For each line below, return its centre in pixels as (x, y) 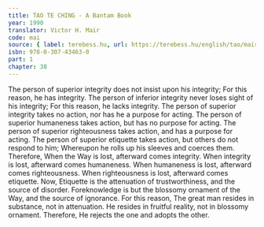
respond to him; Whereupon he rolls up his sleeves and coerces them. (121, 147)
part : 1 (21, 60)
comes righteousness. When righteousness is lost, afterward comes (118, 173)
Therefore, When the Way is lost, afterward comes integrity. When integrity (130, 156)
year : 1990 (26, 23)
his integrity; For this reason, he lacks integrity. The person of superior (122, 106)
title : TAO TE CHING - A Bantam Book (70, 15)
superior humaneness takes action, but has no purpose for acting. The (122, 122)
